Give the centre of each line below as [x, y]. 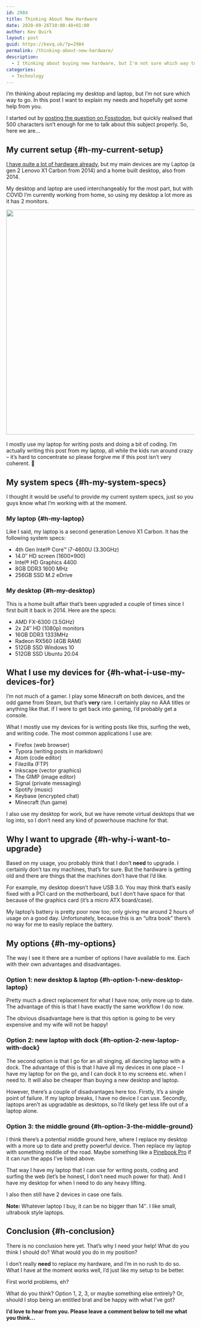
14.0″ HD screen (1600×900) [50, 556]
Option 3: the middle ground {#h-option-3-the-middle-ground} [100, 1126]
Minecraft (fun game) [41, 802]
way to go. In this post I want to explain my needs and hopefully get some [97, 100]
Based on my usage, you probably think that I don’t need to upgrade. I [92, 863]
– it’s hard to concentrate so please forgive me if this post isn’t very [89, 457]
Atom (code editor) [38, 758]
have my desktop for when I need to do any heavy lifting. [76, 1182]
